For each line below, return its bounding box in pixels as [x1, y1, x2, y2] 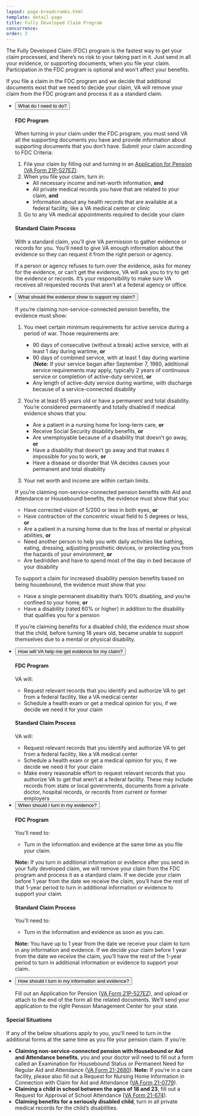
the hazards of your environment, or [23, 551, 112, 558]
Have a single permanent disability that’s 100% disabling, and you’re [23, 592, 191, 599]
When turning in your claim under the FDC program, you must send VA [14, 130, 188, 137]
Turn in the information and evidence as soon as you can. [23, 929, 165, 936]
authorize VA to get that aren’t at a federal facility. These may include [23, 775, 193, 782]
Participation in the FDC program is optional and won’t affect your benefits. [6, 66, 189, 73]
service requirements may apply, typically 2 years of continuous [32, 366, 190, 373]
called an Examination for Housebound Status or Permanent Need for [14, 1060, 185, 1067]
